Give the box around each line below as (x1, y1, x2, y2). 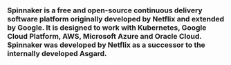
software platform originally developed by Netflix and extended (7, 14, 225, 24)
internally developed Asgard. (7, 48, 107, 58)
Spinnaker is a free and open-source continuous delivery (7, 6, 203, 15)
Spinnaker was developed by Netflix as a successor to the (7, 40, 205, 50)
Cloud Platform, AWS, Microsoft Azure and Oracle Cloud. (7, 31, 202, 41)
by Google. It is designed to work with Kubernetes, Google (7, 23, 207, 32)
